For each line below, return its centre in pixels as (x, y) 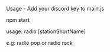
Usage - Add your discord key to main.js (55, 9)
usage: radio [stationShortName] (46, 31)
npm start (18, 20)
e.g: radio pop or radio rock (39, 43)
